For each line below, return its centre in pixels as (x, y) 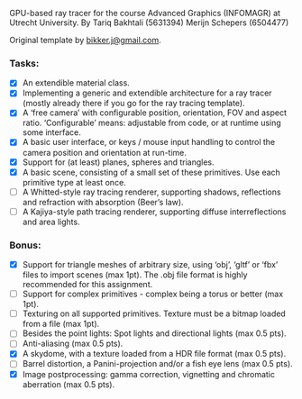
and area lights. (51, 222)
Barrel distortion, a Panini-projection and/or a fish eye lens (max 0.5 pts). (157, 364)
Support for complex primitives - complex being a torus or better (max (153, 294)
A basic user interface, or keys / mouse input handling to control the (149, 142)
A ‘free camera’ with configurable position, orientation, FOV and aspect (154, 113)
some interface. (51, 132)
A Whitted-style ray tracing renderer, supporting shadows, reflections (151, 192)
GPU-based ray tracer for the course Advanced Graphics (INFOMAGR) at (145, 13)
